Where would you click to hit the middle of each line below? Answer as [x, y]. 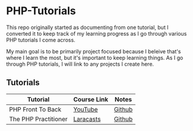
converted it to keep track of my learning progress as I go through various [96, 33]
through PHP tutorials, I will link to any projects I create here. [80, 64]
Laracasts [87, 119]
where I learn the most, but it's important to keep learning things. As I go [95, 57]
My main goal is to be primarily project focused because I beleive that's [94, 51]
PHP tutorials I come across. [41, 40]
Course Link [91, 99]
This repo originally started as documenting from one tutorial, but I [87, 27]
